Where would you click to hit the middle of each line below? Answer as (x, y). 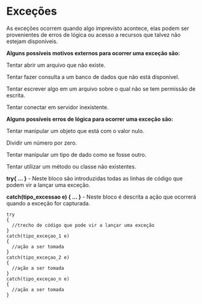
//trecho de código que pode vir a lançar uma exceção (83, 225)
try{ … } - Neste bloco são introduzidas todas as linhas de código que (95, 178)
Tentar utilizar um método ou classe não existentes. (71, 166)
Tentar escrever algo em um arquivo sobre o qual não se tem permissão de (101, 89)
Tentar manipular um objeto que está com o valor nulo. (75, 131)
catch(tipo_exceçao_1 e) (38, 236)
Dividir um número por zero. (42, 143)
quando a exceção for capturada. (48, 203)
